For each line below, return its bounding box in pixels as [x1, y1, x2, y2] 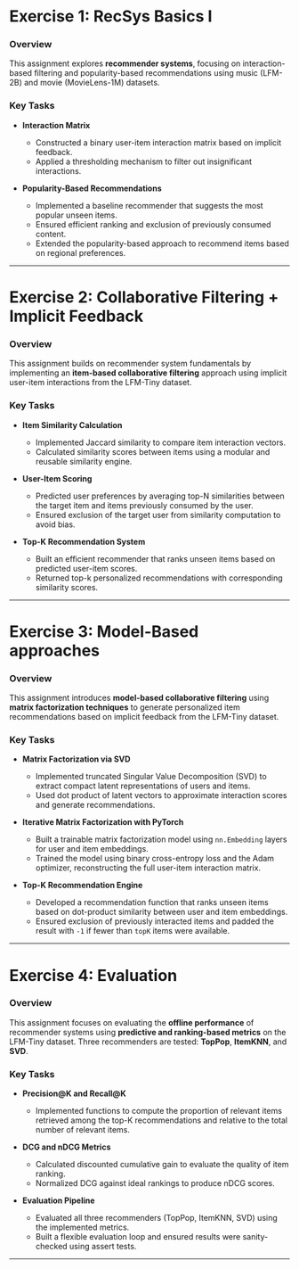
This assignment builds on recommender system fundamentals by [9, 358, 252, 369]
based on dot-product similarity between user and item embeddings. [35, 907, 288, 918]
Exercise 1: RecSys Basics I [9, 6, 213, 27]
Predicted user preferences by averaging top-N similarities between [35, 490, 285, 501]
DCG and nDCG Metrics [21, 1141, 111, 1152]
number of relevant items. [35, 1125, 131, 1135]
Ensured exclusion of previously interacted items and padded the [35, 916, 274, 927]
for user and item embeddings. [35, 844, 149, 854]
